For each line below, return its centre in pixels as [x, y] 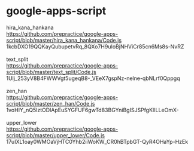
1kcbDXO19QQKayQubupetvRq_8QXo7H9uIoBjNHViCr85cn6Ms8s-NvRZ [95, 47]
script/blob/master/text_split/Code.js [51, 72]
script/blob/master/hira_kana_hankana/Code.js [64, 40]
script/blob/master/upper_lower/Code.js [55, 135]
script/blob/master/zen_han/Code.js [51, 103]
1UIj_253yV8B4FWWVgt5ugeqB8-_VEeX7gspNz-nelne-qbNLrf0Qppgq [93, 78]
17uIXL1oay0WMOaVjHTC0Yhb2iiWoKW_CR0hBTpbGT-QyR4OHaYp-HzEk [97, 141]
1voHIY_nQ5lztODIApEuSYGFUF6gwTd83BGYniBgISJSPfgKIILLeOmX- [93, 110]
